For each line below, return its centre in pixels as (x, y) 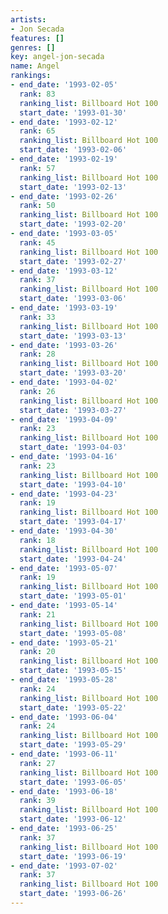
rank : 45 (37, 242)
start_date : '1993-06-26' (73, 894)
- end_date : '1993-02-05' (64, 85)
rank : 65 (37, 131)
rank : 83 (37, 94)
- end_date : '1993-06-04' (64, 717)
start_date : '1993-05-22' (73, 707)
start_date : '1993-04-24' (73, 559)
